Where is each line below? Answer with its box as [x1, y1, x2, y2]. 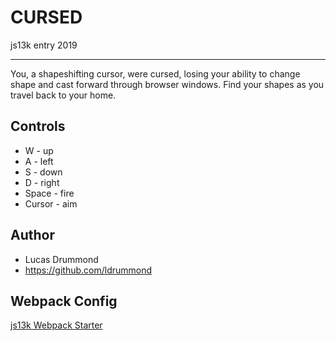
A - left [24, 155, 54, 167]
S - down [24, 166, 63, 178]
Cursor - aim [24, 197, 78, 210]
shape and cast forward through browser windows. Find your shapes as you [10, 78, 325, 90]
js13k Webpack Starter [10, 319, 103, 331]
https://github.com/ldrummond [24, 264, 153, 276]
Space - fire [24, 187, 75, 199]
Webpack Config [10, 292, 118, 310]
